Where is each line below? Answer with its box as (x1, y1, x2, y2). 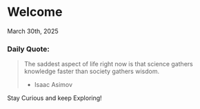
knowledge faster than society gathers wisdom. (23, 67, 160, 76)
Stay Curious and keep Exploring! (7, 94, 102, 102)
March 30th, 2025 (7, 27, 59, 35)
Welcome (7, 4, 63, 20)
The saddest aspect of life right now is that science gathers (23, 60, 193, 68)
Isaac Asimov (34, 81, 73, 89)
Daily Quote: (7, 44, 50, 54)
